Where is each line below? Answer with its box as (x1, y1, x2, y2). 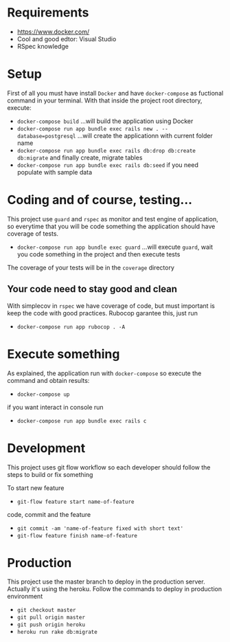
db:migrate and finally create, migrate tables (16, 153, 143, 162)
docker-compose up (16, 390, 70, 398)
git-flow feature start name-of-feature (16, 498, 135, 505)
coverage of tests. (7, 229, 59, 238)
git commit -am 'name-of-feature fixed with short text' (16, 524, 184, 532)
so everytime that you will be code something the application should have (7, 222, 216, 230)
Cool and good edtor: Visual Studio (16, 34, 117, 43)
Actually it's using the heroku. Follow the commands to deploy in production (7, 585, 222, 593)
